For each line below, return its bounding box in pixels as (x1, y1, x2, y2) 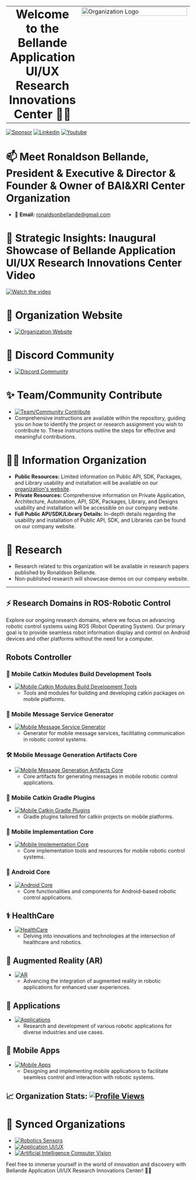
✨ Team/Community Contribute (6, 388, 163, 402)
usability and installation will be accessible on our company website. (14, 504, 179, 511)
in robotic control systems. (23, 736, 87, 743)
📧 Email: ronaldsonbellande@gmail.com (14, 211, 111, 218)
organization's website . (14, 485, 71, 492)
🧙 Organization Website (6, 309, 123, 322)
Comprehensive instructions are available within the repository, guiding (14, 414, 185, 421)
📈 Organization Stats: (6, 1092, 88, 1102)
